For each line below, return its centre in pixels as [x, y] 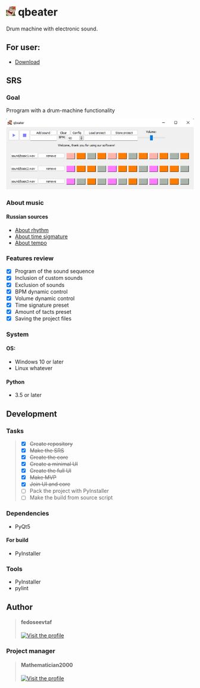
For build [17, 540]
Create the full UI [50, 471]
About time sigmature [41, 237]
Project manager [31, 651]
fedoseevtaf [36, 622]
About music [25, 202]
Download [27, 61]
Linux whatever [34, 368]
